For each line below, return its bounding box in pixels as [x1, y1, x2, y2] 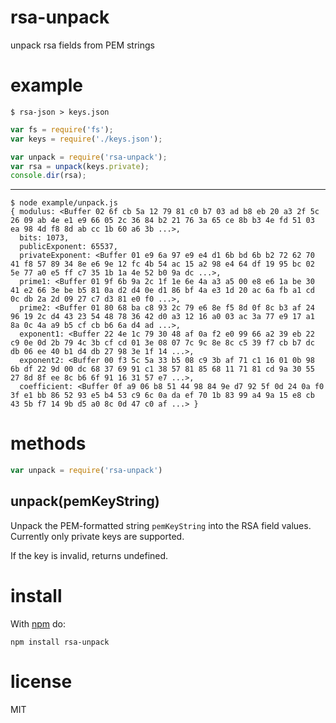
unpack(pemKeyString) [10, 493, 160, 510]
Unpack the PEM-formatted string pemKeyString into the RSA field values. [10, 519, 312, 531]
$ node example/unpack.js [10, 198, 118, 208]
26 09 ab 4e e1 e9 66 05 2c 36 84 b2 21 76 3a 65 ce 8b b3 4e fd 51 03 [10, 216, 315, 226]
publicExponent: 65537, [19, 242, 118, 252]
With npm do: [10, 617, 67, 630]
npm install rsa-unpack [10, 637, 110, 647]
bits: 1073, [19, 233, 70, 243]
